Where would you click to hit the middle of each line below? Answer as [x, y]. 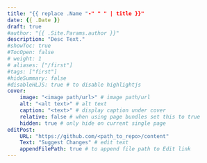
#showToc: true [29, 46]
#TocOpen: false [31, 53]
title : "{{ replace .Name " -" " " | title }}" [76, 14]
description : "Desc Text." [46, 40]
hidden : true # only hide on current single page [93, 123]
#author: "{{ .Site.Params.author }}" [63, 33]
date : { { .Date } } [34, 20]
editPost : [22, 130]
